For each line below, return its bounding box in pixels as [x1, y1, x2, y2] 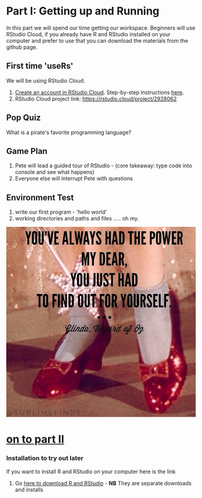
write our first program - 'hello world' [14, 208, 107, 215]
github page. [6, 43, 38, 51]
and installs [14, 486, 44, 493]
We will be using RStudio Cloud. [6, 77, 85, 84]
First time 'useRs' [6, 61, 73, 71]
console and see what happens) [14, 168, 95, 176]
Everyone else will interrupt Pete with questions [14, 175, 133, 182]
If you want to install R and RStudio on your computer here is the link [6, 468, 176, 475]
